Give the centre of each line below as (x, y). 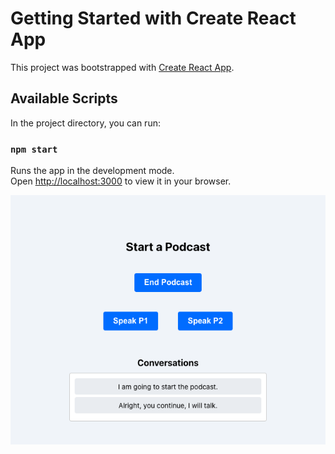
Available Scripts (64, 98)
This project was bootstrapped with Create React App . (122, 67)
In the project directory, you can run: (85, 123)
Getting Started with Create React (153, 18)
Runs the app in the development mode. (92, 171)
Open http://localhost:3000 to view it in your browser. (121, 181)
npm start (34, 149)
